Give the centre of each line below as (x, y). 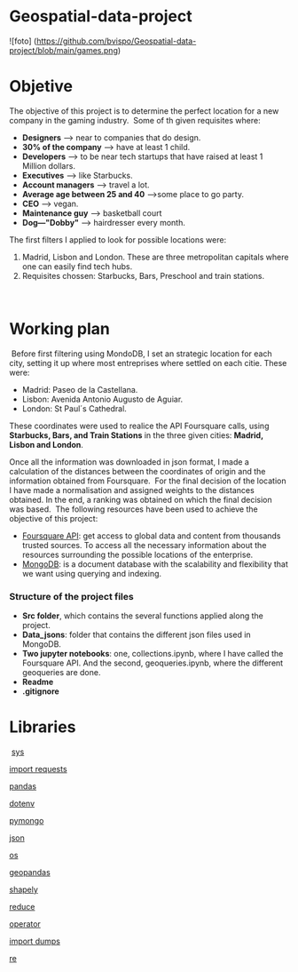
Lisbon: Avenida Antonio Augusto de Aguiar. (102, 399)
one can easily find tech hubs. (77, 266)
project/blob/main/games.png (63, 50)
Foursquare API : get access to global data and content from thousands (151, 536)
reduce (22, 907)
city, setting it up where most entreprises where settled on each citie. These (148, 363)
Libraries (43, 727)
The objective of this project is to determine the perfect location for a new (144, 111)
